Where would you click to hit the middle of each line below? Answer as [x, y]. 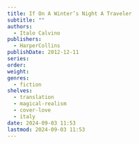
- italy [25, 116]
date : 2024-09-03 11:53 [42, 123]
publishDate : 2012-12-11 [43, 53]
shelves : [20, 91]
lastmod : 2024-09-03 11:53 [46, 129]
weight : [18, 71]
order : [17, 65]
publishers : [24, 39]
